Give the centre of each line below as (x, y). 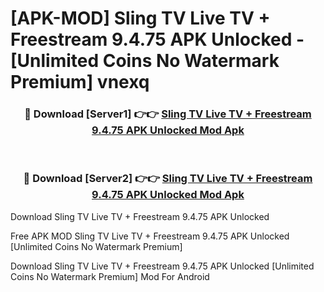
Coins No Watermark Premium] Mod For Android (110, 276)
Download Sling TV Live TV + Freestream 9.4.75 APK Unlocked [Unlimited (162, 266)
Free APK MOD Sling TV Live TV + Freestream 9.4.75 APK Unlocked (150, 236)
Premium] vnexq (80, 82)
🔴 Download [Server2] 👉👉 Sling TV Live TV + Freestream (168, 179)
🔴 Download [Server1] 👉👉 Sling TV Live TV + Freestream (168, 114)
